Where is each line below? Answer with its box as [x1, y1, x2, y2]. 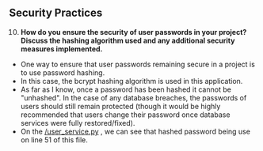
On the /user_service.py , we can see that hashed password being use [20, 126, 250, 136]
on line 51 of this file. [20, 134, 88, 145]
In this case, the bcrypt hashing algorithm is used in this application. [20, 76, 243, 85]
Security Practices [9, 6, 103, 20]
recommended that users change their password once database [20, 110, 231, 119]
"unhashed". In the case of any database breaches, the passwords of [20, 92, 247, 102]
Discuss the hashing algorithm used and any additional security [20, 36, 235, 45]
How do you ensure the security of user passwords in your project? [20, 27, 247, 36]
